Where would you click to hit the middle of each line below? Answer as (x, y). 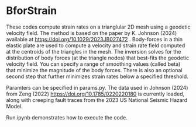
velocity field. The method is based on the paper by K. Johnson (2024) (92, 33)
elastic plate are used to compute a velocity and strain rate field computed (96, 45)
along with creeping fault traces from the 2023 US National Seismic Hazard (97, 100)
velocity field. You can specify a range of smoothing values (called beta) (93, 64)
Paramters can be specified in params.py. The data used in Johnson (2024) (97, 87)
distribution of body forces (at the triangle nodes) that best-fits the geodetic (97, 58)
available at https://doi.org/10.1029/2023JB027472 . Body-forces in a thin (94, 39)
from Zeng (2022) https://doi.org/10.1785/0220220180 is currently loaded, (95, 94)
